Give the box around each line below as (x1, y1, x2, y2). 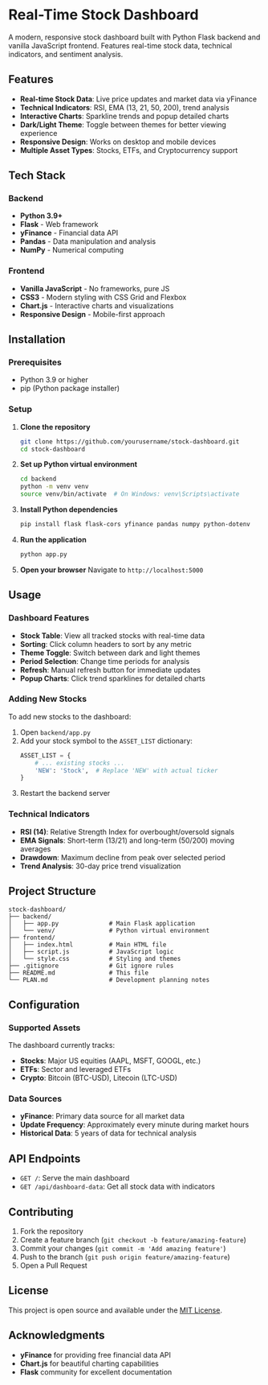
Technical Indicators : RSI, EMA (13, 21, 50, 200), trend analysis (19, 102, 230, 112)
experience (19, 128, 58, 138)
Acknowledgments (8, 1329, 106, 1342)
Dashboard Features (8, 612, 90, 624)
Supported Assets (8, 1022, 81, 1033)
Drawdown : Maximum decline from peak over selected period (19, 852, 226, 862)
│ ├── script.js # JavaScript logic (8, 948, 174, 956)
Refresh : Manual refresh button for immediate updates (19, 665, 201, 674)
